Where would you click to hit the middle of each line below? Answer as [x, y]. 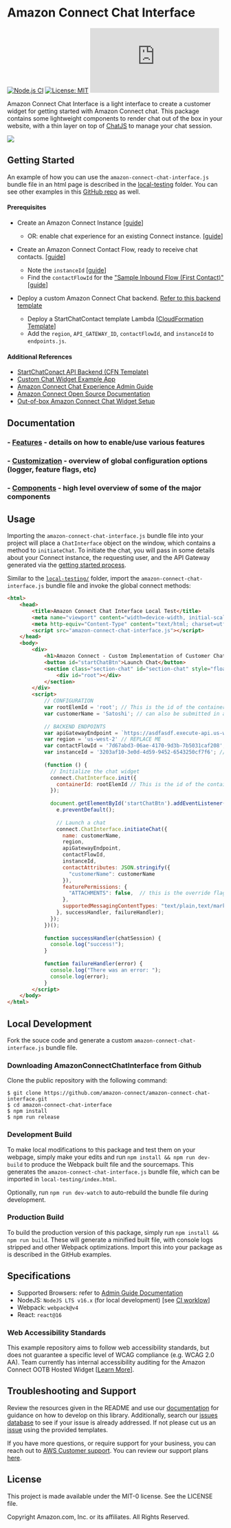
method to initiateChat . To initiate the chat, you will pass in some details [111, 550]
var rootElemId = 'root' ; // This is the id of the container [135, 707]
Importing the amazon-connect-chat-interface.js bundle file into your [106, 536]
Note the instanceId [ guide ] [67, 270]
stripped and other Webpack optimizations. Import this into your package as [115, 1247]
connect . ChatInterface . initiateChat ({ [112, 829]
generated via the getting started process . [67, 565]
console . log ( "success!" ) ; [88, 945]
